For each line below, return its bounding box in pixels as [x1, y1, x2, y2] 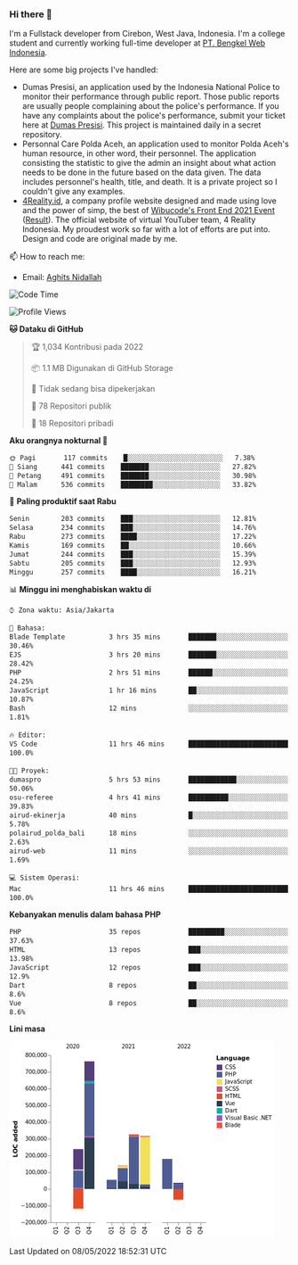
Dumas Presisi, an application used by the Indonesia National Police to [21, 82, 280, 93]
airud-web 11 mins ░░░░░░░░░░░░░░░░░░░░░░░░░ [9, 847, 289, 856]
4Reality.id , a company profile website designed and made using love [21, 195, 278, 206]
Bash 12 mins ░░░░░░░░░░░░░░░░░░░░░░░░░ [9, 704, 289, 713]
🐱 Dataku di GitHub [9, 324, 85, 335]
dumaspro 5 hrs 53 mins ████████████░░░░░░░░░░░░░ [9, 775, 289, 784]
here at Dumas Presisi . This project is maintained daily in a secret [21, 120, 262, 130]
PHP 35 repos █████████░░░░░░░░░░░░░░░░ [9, 928, 289, 937]
